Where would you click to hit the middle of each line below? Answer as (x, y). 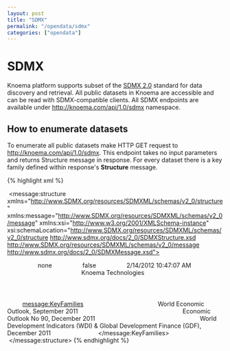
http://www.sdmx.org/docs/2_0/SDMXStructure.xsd (123, 238)
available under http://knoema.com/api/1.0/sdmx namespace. (94, 108)
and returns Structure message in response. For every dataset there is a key (115, 160)
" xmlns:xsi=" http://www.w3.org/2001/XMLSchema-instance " (122, 223)
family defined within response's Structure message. (82, 167)
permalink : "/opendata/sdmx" (49, 26)
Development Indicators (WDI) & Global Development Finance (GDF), (104, 326)
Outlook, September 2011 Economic (109, 311)
